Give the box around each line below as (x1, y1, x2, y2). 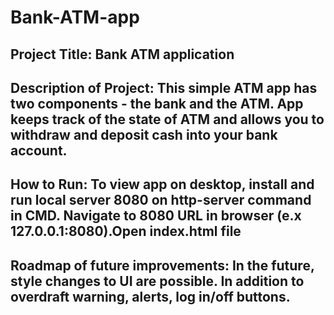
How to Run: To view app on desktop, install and (10, 176, 315, 193)
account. (10, 142, 68, 159)
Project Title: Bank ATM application (10, 46, 235, 63)
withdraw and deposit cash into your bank (10, 126, 278, 143)
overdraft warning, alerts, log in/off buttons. (10, 288, 291, 305)
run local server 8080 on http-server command (10, 192, 312, 209)
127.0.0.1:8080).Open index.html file (10, 223, 242, 240)
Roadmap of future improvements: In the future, (10, 257, 315, 274)
